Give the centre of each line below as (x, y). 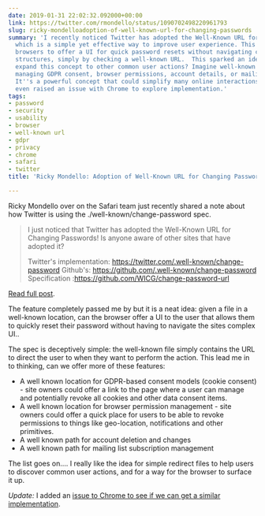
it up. (17, 480)
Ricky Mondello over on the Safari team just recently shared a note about (127, 206)
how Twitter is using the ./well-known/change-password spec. (110, 214)
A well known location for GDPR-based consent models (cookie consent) (138, 381)
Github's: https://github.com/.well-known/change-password (159, 269)
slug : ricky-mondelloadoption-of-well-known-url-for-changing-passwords (130, 30)
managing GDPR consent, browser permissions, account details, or (127, 74)
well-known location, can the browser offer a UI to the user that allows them (131, 317)
